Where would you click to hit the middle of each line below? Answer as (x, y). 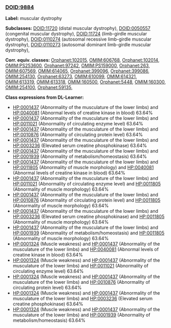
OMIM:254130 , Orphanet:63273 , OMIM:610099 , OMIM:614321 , (71, 77)
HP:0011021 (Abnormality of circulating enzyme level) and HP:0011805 (87, 184)
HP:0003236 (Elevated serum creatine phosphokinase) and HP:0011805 (89, 216)
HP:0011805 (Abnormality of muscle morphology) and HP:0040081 (83, 168)
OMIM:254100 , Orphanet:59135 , (39, 87)
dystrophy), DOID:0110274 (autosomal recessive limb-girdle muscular (79, 39)
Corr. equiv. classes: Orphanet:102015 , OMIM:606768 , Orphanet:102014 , (82, 60)
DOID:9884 (20, 7)
